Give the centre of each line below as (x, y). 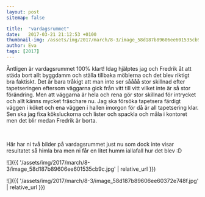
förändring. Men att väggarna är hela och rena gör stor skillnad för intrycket (101, 95)
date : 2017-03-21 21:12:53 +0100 (52, 34)
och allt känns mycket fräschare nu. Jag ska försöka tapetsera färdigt (94, 101)
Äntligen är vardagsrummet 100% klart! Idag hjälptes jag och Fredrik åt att (99, 68)
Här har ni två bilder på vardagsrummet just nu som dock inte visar (90, 144)
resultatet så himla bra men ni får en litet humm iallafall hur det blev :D (94, 151)
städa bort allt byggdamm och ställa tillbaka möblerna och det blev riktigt (98, 75)
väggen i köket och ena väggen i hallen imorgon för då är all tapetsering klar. (103, 107)
